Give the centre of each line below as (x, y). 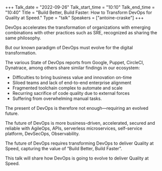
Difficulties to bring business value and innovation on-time (72, 77)
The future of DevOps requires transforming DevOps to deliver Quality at (80, 143)
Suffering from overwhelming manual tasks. (57, 98)
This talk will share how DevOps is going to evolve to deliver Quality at (77, 158)
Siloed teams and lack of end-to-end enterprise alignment (72, 83)
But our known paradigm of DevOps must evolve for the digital (69, 47)
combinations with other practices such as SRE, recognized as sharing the (81, 33)
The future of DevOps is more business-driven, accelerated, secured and (80, 123)
